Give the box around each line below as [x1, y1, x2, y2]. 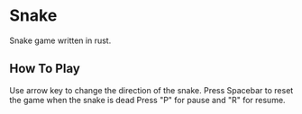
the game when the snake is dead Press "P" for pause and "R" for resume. [9, 94, 286, 105]
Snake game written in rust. [9, 35, 112, 46]
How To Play [9, 61, 81, 76]
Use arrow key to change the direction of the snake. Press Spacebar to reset [9, 84, 294, 95]
